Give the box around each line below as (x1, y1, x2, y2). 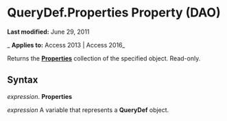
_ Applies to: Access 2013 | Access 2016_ (7, 41, 126, 49)
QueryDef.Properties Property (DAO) (7, 5, 221, 21)
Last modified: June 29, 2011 (7, 27, 90, 36)
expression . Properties (7, 92, 73, 100)
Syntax (7, 74, 38, 86)
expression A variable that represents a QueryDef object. (7, 105, 169, 114)
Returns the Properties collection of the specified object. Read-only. (7, 54, 201, 63)
